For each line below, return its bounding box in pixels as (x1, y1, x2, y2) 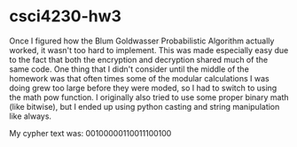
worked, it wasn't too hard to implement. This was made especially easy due (9, 44, 289, 55)
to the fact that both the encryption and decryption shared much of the (9, 54, 269, 65)
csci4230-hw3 (9, 6, 122, 27)
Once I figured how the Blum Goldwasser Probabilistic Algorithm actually (9, 35, 275, 46)
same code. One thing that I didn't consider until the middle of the (9, 64, 250, 74)
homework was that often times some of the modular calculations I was (9, 73, 270, 83)
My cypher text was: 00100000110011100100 (9, 128, 172, 138)
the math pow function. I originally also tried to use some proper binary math (9, 91, 290, 103)
